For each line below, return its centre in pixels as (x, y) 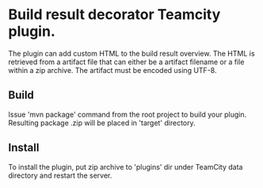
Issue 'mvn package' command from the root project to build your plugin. (128, 114)
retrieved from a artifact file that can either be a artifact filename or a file (126, 62)
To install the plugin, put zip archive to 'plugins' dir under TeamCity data (126, 167)
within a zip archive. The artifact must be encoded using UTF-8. (112, 70)
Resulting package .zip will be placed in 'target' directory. (102, 123)
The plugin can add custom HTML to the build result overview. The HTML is (131, 53)
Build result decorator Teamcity (114, 15)
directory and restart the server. (60, 175)
